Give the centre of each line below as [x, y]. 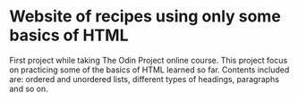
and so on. [29, 88]
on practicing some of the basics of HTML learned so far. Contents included [149, 70]
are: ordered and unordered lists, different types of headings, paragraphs [145, 79]
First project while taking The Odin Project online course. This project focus [149, 60]
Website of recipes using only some [145, 17]
